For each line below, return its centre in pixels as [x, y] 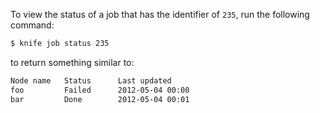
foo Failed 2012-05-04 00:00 [100, 90]
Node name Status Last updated [91, 80]
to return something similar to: [72, 62]
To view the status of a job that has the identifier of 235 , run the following [160, 14]
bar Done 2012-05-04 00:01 [100, 99]
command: [32, 25]
